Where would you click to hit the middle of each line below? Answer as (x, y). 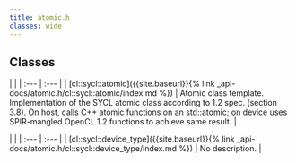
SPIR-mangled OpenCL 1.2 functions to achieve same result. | (123, 122)
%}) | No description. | (220, 149)
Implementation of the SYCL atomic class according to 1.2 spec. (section (144, 103)
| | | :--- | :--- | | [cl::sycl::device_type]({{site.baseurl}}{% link (122, 139)
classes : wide (36, 26)
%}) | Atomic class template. (211, 93)
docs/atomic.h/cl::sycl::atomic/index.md (83, 93)
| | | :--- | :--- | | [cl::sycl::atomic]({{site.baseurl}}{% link (112, 84)
